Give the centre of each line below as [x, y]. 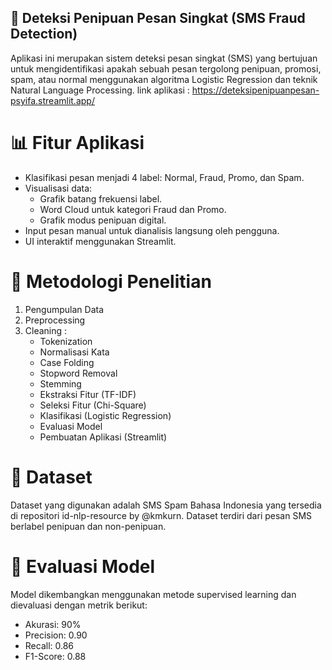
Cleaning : [46, 330]
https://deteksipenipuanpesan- [255, 90]
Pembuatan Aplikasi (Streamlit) [103, 437]
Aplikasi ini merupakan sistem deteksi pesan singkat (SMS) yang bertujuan [164, 58]
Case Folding [67, 362]
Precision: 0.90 [56, 635]
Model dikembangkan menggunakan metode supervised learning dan [153, 594]
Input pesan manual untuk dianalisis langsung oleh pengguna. [152, 230]
